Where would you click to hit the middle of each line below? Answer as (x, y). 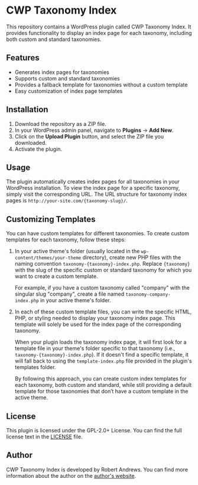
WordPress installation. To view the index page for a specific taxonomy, (93, 188)
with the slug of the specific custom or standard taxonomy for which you (103, 270)
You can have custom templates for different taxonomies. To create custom (98, 234)
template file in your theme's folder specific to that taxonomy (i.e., (95, 348)
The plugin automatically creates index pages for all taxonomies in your (93, 182)
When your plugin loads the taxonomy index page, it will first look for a (100, 342)
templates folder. (35, 367)
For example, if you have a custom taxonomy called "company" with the (102, 288)
